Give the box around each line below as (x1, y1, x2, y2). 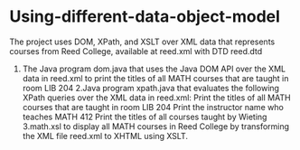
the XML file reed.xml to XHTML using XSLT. (22, 130, 188, 141)
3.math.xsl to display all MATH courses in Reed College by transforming (22, 120, 290, 132)
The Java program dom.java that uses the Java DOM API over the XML (22, 63, 286, 74)
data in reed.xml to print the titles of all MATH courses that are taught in (22, 72, 289, 83)
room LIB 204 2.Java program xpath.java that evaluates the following (22, 82, 280, 93)
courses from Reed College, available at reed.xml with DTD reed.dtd (9, 45, 263, 56)
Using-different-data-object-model (9, 6, 280, 27)
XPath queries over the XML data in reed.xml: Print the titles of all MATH (22, 92, 291, 103)
